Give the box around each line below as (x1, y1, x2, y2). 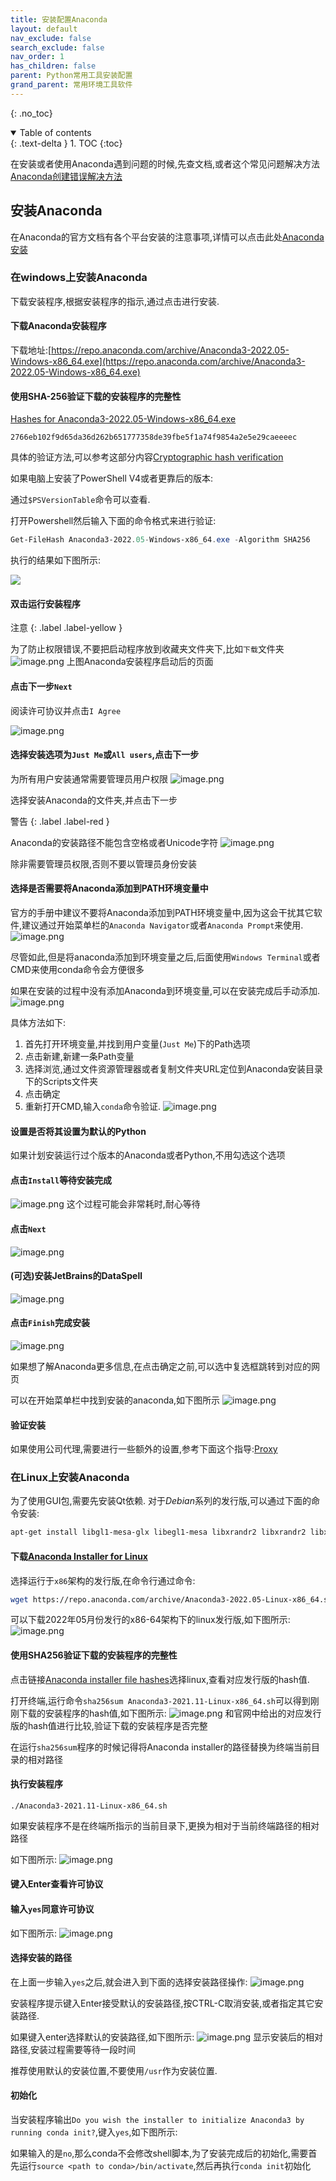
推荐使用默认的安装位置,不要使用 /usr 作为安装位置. (10, 2064, 218, 2076)
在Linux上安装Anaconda (10, 1471, 130, 1485)
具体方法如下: (10, 1016, 67, 1028)
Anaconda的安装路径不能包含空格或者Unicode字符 (10, 836, 219, 848)
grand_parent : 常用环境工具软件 (10, 80, 133, 90)
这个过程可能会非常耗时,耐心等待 (66, 1198, 201, 1210)
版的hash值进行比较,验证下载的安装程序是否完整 (10, 1719, 208, 1731)
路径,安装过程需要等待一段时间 (10, 2043, 137, 2055)
